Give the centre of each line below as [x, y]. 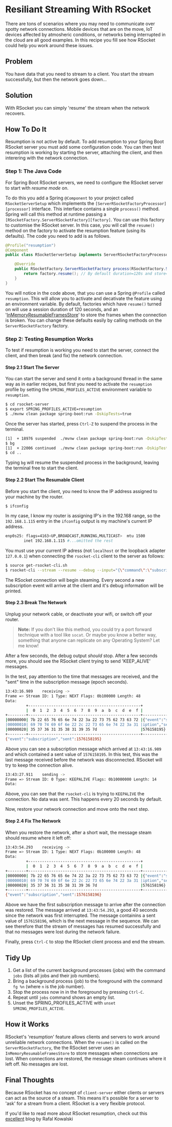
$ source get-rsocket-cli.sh [36, 566]
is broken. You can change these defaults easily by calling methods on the [84, 320]
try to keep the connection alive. [39, 765]
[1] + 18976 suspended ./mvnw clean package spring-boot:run [74, 438]
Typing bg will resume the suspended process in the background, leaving [82, 463]
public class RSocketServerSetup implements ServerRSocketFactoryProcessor [88, 255]
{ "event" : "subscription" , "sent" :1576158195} [53, 739]
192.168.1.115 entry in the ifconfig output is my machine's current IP [79, 521]
